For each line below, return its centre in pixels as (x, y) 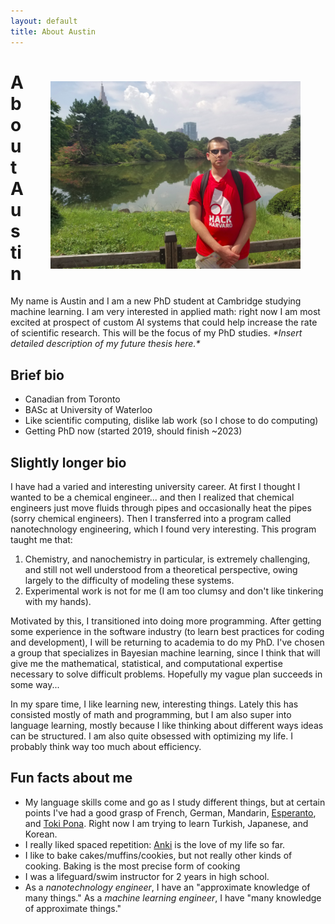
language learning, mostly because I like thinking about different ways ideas (167, 726)
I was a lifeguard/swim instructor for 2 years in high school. (147, 876)
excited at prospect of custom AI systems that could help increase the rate (164, 322)
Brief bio (37, 375)
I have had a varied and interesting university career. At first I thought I (155, 487)
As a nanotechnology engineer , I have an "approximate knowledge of (167, 887)
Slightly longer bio (68, 462)
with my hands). (58, 602)
